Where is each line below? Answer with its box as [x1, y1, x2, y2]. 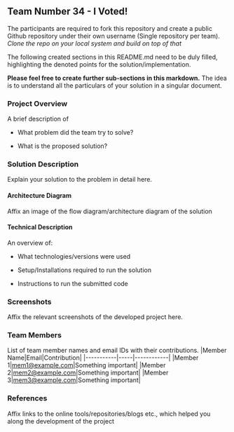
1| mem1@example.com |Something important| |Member [7, 361, 166, 370]
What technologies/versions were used [17, 252, 131, 260]
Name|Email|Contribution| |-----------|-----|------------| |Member [7, 353, 199, 362]
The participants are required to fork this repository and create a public [7, 24, 212, 32]
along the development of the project [7, 417, 114, 425]
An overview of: [7, 238, 53, 247]
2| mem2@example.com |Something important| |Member [7, 368, 169, 377]
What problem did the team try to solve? [17, 128, 134, 137]
